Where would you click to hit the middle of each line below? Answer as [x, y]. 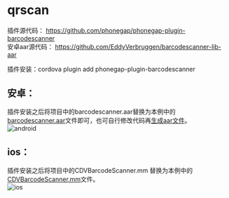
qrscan [28, 10]
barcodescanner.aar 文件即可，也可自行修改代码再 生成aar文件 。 [99, 120]
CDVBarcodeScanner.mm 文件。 [53, 179]
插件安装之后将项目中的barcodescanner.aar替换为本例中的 [92, 112]
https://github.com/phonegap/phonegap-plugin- [115, 30]
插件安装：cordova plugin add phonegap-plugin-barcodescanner [102, 69]
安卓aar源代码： [30, 46]
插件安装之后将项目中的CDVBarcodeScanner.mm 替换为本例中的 [100, 170]
